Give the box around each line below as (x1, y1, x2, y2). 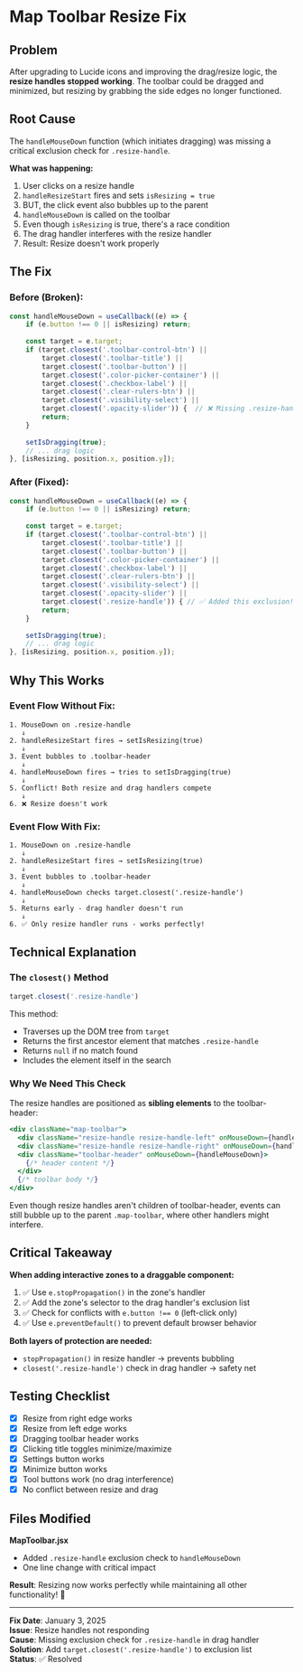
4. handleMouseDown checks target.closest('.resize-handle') (9, 888, 244, 897)
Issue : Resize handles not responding (9, 1624, 150, 1635)
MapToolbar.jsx (9, 1535, 69, 1545)
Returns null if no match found (22, 1045, 138, 1056)
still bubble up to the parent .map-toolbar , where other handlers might (9, 1209, 270, 1221)
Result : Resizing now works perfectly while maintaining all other (9, 1579, 248, 1590)
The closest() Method (9, 972, 109, 984)
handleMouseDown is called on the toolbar (22, 209, 171, 220)
